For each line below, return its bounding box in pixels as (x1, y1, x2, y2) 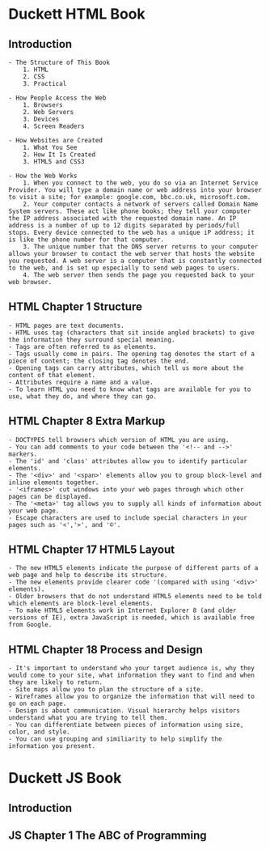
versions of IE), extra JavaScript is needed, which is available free (8, 614, 255, 622)
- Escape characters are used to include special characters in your (8, 513, 248, 522)
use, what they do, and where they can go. (8, 392, 158, 401)
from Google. (8, 621, 53, 629)
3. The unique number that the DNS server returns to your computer (23, 243, 259, 251)
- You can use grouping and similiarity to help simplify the (8, 735, 222, 743)
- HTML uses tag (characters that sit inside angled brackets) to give (8, 329, 255, 337)
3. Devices (23, 115, 60, 123)
